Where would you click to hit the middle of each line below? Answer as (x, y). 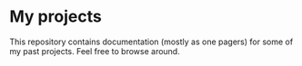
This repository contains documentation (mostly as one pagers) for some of (151, 42)
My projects (55, 17)
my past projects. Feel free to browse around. (95, 51)
